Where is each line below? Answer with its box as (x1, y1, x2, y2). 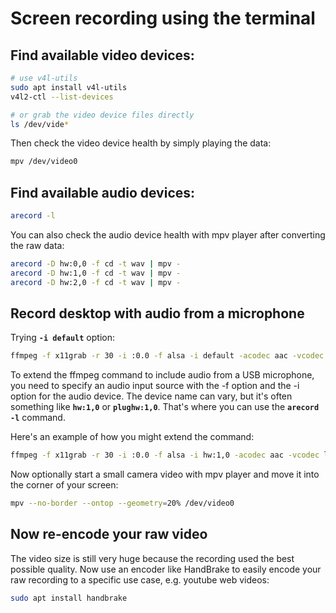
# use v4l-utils (10, 73, 78, 83)
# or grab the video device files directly (10, 110, 195, 120)
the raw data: (10, 239, 65, 251)
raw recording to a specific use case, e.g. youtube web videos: (10, 573, 270, 586)
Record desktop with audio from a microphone (10, 305, 305, 322)
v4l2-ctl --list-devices (10, 92, 114, 102)
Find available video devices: (10, 47, 195, 64)
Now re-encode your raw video (10, 526, 208, 543)
